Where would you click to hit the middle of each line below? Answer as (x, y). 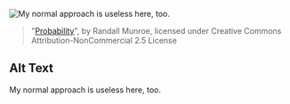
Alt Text (31, 68)
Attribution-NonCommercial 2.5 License (104, 40)
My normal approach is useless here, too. (85, 90)
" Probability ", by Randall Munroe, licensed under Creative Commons (156, 31)
